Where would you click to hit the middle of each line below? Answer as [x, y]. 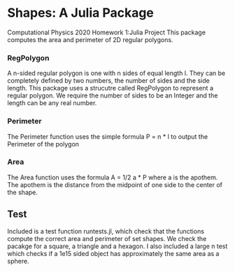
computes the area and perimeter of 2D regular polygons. [90, 39]
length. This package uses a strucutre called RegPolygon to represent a [110, 88]
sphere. [18, 261]
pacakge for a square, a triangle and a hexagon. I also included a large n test [117, 246]
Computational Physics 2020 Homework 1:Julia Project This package [107, 32]
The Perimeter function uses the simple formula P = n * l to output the [108, 136]
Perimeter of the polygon [43, 144]
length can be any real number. [52, 103]
